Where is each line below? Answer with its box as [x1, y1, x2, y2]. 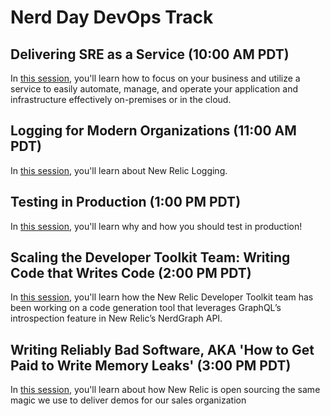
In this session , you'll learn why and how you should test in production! [10, 220, 303, 232]
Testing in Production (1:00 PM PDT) [10, 194, 242, 211]
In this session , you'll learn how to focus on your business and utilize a [10, 72, 301, 84]
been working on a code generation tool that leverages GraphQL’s [10, 302, 282, 314]
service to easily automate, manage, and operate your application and [10, 83, 299, 95]
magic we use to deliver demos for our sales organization [10, 394, 247, 406]
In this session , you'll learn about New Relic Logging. [10, 164, 228, 176]
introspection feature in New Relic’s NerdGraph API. [10, 312, 223, 325]
